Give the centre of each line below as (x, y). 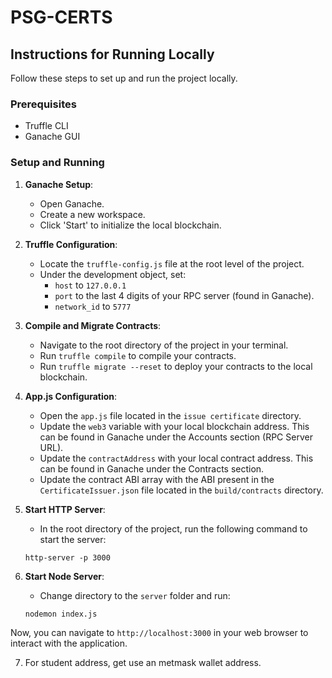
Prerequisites (43, 104)
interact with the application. (69, 643)
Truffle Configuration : (71, 244)
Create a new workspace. (92, 214)
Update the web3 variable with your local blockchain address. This (174, 426)
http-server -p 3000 (67, 557)
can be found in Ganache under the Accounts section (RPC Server (176, 437)
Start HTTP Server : (65, 509)
